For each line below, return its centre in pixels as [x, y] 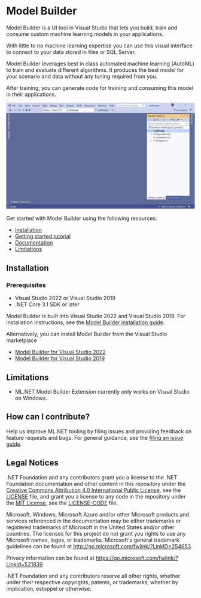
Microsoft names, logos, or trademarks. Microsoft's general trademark [93, 540]
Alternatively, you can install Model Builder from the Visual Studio [87, 334]
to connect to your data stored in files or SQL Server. [71, 52]
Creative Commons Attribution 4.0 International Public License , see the [94, 490]
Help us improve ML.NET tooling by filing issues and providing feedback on [99, 431]
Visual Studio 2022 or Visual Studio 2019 [65, 298]
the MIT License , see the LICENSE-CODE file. [62, 503]
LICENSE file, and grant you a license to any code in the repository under [96, 496]
